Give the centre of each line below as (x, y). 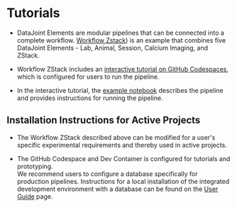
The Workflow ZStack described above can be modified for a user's (116, 137)
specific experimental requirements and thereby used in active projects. (122, 145)
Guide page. (35, 196)
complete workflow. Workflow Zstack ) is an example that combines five (121, 40)
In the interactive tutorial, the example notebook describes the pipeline (120, 90)
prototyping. (35, 166)
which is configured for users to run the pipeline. (88, 77)
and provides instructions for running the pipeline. (90, 98)
